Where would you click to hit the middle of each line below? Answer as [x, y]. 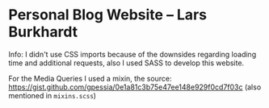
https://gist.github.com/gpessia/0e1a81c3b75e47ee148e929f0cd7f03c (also [135, 87]
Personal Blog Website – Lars [108, 15]
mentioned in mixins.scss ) [53, 95]
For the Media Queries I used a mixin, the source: [90, 78]
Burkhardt [43, 32]
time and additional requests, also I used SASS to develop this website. [126, 63]
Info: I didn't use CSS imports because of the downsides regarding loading [132, 54]
